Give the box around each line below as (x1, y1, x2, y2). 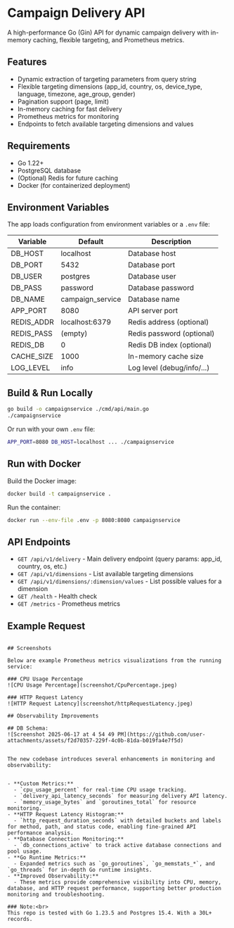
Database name (127, 294, 181, 304)
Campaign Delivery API (7, 5, 145, 21)
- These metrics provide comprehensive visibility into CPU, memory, (13, 879, 221, 886)
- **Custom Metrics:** (7, 780, 74, 787)
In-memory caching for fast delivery (17, 104, 122, 113)
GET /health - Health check (17, 592, 97, 601)
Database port (127, 260, 176, 270)
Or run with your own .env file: (7, 424, 96, 433)
